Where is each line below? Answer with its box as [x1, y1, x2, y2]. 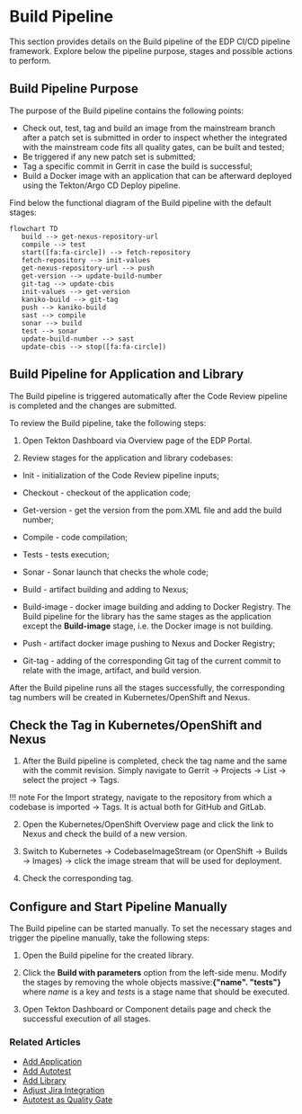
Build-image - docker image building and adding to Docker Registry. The [22, 601, 291, 612]
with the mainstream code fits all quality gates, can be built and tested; [22, 141, 285, 152]
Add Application [22, 1056, 83, 1067]
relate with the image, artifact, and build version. [22, 664, 202, 675]
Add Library [22, 1075, 67, 1086]
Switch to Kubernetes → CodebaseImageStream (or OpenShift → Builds [22, 846, 288, 857]
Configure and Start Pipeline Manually [9, 899, 227, 914]
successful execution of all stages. [22, 1013, 151, 1024]
